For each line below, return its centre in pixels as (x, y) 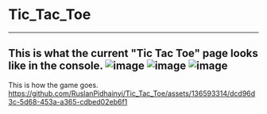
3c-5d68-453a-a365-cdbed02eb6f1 (68, 101)
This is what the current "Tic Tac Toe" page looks (133, 53)
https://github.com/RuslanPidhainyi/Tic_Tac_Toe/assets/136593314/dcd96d (132, 93)
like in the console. (56, 66)
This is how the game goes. (53, 85)
